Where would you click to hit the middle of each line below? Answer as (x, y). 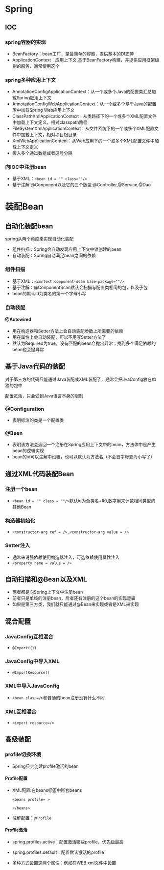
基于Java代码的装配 (35, 367)
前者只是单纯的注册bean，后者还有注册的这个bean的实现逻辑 (74, 598)
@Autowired (18, 319)
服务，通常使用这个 (40, 66)
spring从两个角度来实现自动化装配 (39, 239)
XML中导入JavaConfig (32, 686)
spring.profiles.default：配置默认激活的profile (58, 852)
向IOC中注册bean (26, 167)
